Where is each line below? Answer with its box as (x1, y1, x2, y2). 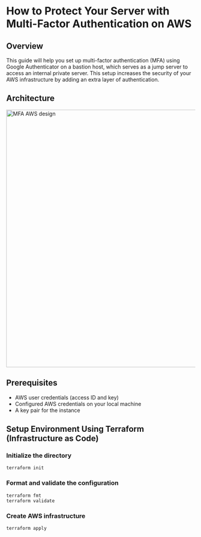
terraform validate (6, 497, 55, 504)
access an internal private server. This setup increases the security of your (6, 70, 191, 76)
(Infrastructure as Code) (6, 434, 99, 444)
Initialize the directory (6, 451, 72, 460)
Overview (6, 41, 44, 51)
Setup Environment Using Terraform (6, 424, 145, 434)
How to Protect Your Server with (6, 4, 170, 18)
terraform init (6, 465, 44, 471)
